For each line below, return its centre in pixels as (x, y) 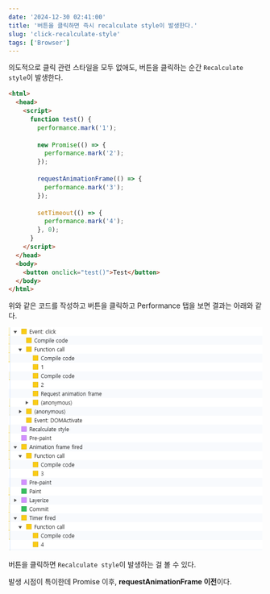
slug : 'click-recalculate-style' (64, 34)
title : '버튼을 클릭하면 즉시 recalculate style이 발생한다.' (103, 25)
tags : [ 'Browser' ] (39, 43)
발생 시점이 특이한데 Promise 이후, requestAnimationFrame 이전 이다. (120, 582)
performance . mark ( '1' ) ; (77, 128)
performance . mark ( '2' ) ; (84, 153)
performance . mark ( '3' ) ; (84, 187)
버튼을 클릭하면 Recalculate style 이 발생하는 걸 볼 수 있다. (102, 565)
